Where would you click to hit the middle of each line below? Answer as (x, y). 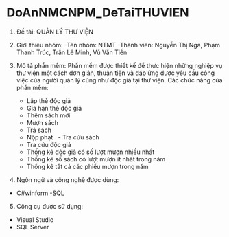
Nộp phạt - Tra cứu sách (63, 137)
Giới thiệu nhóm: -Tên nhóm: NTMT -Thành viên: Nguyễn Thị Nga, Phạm (118, 45)
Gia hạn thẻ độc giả (54, 108)
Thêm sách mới (48, 115)
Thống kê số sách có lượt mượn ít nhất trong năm (96, 159)
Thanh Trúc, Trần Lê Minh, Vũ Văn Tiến (72, 52)
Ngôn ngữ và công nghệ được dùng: (68, 179)
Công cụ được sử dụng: (50, 206)
